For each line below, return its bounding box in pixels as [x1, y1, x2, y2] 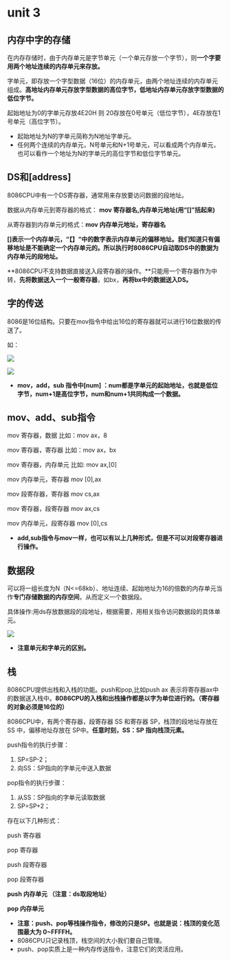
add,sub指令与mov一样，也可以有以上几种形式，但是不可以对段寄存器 [16, 534, 217, 542]
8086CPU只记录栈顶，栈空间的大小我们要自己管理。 [16, 937, 166, 945]
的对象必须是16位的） [7, 703, 69, 711]
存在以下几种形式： [7, 817, 62, 825]
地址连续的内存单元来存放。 [25, 62, 104, 70]
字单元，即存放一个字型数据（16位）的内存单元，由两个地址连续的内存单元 [7, 77, 219, 85]
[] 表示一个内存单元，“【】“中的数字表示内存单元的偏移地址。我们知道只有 [7, 234, 214, 243]
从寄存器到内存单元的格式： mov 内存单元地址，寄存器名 [7, 220, 166, 228]
